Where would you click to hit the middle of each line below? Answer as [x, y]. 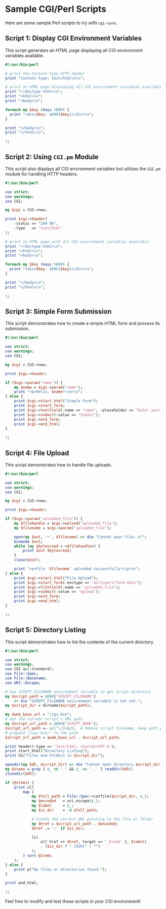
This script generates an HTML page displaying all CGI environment [74, 50]
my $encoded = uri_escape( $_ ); [66, 801]
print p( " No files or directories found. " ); [61, 869]
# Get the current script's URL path [44, 719]
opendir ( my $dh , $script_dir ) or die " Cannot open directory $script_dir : [84, 765]
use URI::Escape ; [23, 683]
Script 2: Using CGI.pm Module [52, 157]
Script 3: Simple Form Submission [59, 311]
